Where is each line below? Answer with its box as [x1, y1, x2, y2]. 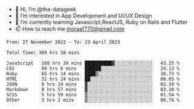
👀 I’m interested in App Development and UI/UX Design [15, 12, 152, 19]
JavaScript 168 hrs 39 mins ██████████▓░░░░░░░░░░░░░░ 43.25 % [6, 60, 180, 66]
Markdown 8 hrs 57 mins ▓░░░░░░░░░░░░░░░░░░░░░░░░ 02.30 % [6, 87, 180, 93]
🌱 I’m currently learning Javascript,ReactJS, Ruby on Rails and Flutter [15, 19, 188, 25]
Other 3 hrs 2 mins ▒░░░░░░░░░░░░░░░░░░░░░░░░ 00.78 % [6, 97, 180, 103]
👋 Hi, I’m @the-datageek [15, 6, 77, 13]
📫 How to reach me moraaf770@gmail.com [15, 25, 125, 33]
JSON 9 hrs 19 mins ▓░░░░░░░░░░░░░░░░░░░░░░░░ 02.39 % [6, 81, 180, 87]
